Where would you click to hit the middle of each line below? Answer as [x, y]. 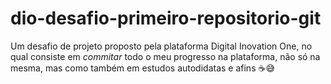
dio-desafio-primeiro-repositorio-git [166, 18]
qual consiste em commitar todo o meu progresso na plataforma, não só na [165, 56]
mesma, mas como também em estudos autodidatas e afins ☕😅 [143, 68]
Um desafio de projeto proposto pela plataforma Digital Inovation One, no [161, 46]
